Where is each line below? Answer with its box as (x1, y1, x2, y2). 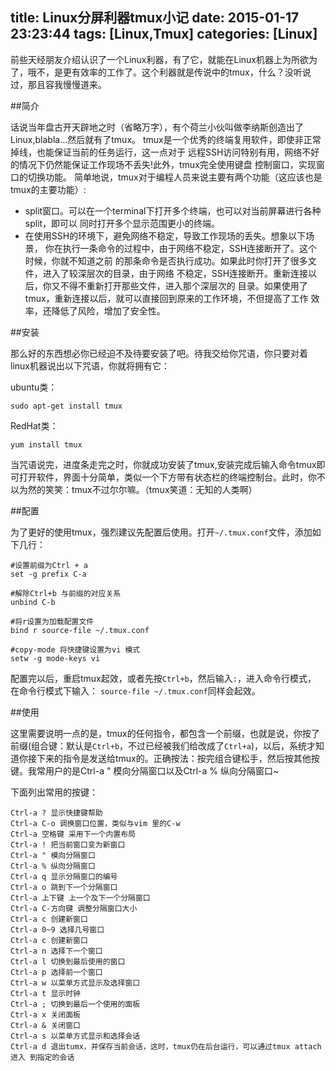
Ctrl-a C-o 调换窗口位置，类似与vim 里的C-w (10, 818, 181, 828)
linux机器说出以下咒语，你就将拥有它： (10, 359, 170, 372)
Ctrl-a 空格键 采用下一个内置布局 (10, 829, 136, 839)
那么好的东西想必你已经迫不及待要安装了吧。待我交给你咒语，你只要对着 (10, 347, 308, 359)
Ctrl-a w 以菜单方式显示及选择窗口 (10, 978, 141, 988)
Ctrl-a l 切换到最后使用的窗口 (10, 956, 126, 967)
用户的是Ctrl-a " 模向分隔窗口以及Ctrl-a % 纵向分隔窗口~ (44, 764, 280, 777)
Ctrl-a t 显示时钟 (10, 988, 81, 998)
